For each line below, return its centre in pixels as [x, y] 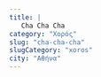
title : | [25, 17]
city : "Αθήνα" [35, 58]
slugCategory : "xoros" [51, 50]
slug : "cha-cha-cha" [47, 42]
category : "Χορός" [43, 34]
